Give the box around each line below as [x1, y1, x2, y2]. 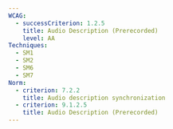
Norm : [8, 79, 26, 87]
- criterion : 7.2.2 [15, 86, 81, 95]
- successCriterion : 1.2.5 [15, 19, 105, 27]
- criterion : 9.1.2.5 [15, 101, 88, 109]
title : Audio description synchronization [22, 94, 166, 102]
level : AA [22, 34, 56, 42]
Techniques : [8, 42, 48, 50]
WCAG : [8, 11, 26, 20]
